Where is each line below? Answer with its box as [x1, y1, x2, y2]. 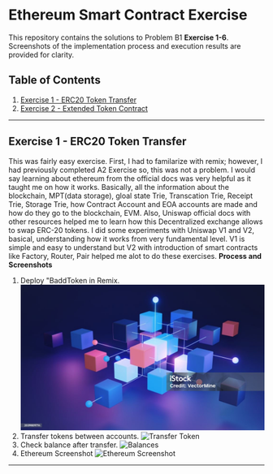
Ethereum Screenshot [19, 449, 93, 459]
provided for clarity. [8, 50, 75, 59]
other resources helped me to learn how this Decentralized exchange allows [8, 217, 263, 226]
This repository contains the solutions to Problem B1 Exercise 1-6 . [8, 32, 229, 42]
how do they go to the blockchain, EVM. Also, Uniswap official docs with [8, 208, 251, 218]
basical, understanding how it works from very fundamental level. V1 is [8, 234, 245, 243]
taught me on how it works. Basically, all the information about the [8, 182, 230, 192]
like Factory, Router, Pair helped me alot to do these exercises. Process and [8, 251, 262, 261]
